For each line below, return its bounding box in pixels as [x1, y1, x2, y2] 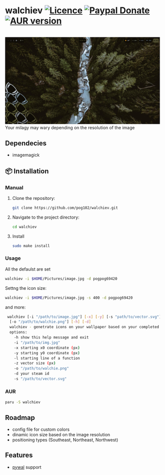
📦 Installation [5, 167, 49, 175]
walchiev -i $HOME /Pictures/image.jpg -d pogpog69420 [5, 276, 118, 281]
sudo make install [12, 243, 50, 248]
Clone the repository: [12, 195, 55, 201]
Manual [5, 184, 24, 191]
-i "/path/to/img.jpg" [14, 340, 60, 345]
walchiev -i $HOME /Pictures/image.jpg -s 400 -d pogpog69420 [5, 295, 133, 300]
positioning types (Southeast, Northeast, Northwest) [12, 437, 118, 443]
